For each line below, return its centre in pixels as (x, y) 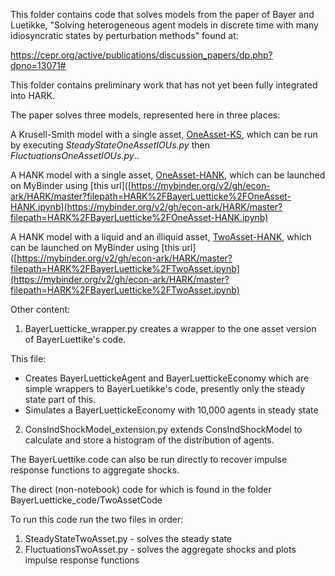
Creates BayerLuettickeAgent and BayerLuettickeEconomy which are (167, 378)
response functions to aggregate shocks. (95, 470)
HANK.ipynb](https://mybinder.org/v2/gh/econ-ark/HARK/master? (146, 207)
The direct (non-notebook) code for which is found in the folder (141, 489)
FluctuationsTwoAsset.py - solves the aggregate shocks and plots (160, 549)
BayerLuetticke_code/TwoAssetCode (86, 500)
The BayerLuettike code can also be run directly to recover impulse (149, 459)
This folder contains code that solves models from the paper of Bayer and (162, 14)
